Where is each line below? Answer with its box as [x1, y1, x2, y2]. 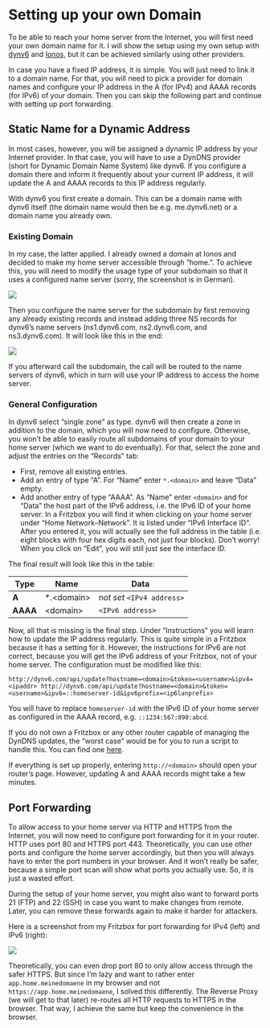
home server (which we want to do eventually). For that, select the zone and [8, 442, 261, 452]
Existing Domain [8, 231, 74, 242]
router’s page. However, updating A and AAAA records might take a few [8, 769, 246, 779]
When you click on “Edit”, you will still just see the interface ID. [19, 544, 227, 553]
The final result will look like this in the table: [8, 559, 155, 569]
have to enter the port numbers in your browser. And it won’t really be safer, [8, 857, 260, 866]
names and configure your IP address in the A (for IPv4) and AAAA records [8, 82, 257, 92]
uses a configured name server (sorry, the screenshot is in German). [8, 275, 235, 285]
